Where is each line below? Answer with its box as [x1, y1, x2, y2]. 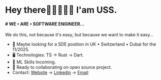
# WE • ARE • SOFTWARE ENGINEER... [5, 21, 85, 27]
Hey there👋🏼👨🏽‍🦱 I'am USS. [5, 4, 117, 16]
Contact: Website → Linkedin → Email [12, 70, 89, 76]
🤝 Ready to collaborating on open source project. [12, 64, 112, 70]
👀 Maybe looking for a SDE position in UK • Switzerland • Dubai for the [12, 41, 157, 47]
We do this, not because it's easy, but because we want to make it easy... [5, 32, 154, 38]
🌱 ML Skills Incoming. [12, 59, 56, 65]
